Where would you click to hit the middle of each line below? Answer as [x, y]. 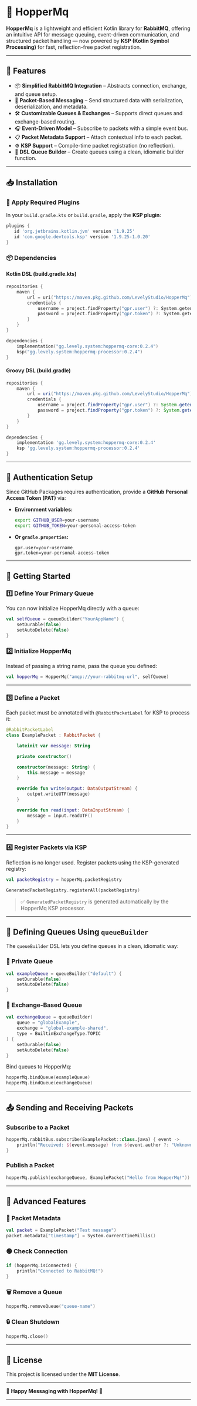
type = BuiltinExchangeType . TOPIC [59, 1034]
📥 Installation [32, 183]
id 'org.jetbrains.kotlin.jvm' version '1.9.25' [74, 232]
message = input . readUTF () [60, 816]
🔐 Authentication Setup [50, 478]
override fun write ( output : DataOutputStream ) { [77, 789]
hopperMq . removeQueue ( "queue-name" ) [51, 1307]
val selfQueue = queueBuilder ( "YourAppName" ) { [65, 619]
